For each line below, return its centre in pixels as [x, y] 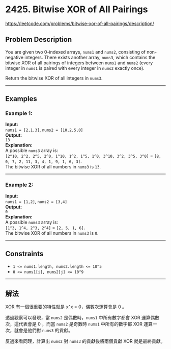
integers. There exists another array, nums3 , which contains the [90, 57]
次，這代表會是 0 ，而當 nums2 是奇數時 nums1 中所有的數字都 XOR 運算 [79, 324]
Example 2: [19, 185]
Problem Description [39, 40]
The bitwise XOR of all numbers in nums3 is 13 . [53, 167]
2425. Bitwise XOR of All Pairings [77, 9]
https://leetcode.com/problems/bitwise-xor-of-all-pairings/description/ [80, 23]
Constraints [24, 254]
